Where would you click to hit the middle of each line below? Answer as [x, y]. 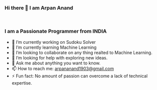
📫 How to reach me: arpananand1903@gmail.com [63, 68]
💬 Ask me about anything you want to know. [56, 63]
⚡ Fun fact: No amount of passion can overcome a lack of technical [79, 76]
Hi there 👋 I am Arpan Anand [39, 8]
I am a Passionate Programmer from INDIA [56, 31]
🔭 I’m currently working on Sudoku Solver [54, 42]
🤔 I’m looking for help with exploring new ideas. [60, 58]
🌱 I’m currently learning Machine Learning [54, 47]
